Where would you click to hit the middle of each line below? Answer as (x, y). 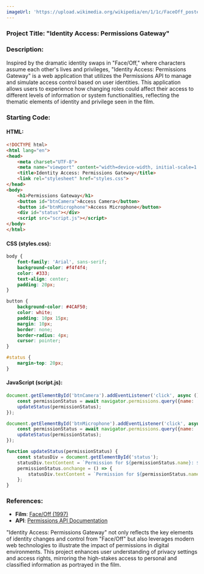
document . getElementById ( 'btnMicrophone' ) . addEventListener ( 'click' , (96, 424)
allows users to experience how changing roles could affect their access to (100, 88)
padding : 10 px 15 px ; (43, 318)
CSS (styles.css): (29, 243)
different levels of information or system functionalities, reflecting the (93, 95)
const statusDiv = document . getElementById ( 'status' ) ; (88, 457)
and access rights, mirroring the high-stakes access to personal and (92, 558)
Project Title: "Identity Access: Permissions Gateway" (88, 33)
